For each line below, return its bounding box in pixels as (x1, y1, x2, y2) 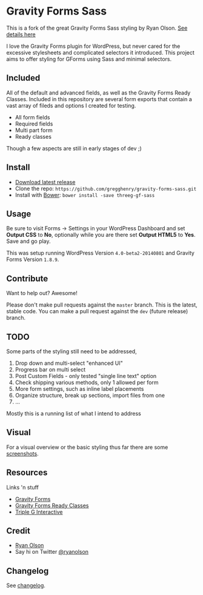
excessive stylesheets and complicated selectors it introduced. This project (6, 48, 195, 56)
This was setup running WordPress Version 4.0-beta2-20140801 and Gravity (6, 250, 195, 257)
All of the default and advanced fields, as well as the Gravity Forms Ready (6, 89, 191, 96)
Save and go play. (6, 238, 51, 245)
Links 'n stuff (6, 484, 39, 491)
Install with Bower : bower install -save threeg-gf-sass (15, 191, 155, 198)
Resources (6, 468, 48, 478)
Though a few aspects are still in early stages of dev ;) (6, 144, 142, 152)
